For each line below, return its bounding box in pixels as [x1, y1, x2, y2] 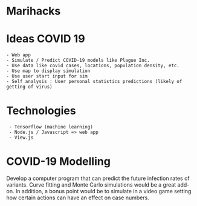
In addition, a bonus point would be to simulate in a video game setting [15, 188, 192, 194]
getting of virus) [6, 84, 53, 90]
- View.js [8, 135, 34, 141]
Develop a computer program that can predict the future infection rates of [6, 174, 190, 182]
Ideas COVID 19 [6, 32, 86, 46]
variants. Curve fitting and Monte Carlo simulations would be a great [6, 181, 176, 188]
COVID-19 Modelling [6, 154, 111, 168]
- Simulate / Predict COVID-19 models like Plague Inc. [6, 58, 150, 64]
